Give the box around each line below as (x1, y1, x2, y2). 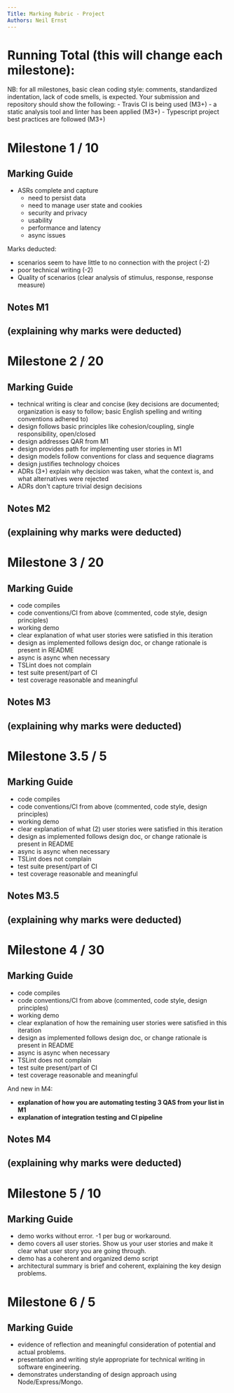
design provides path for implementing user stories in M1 (17, 444, 182, 454)
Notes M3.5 (7, 890, 60, 902)
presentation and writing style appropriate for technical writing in (17, 1355, 205, 1364)
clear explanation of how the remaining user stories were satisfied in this (17, 1018, 228, 1027)
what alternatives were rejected (17, 475, 109, 483)
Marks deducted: (7, 245, 57, 253)
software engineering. (17, 1363, 82, 1371)
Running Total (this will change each (7, 47, 223, 63)
